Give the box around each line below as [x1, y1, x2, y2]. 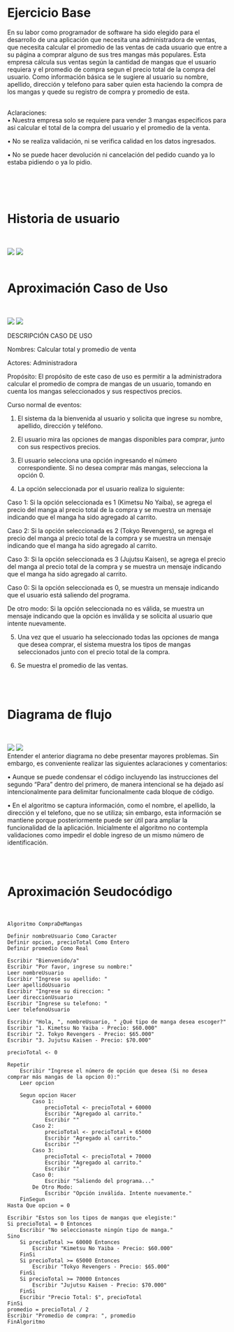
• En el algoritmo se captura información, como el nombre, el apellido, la [7, 801, 216, 809]
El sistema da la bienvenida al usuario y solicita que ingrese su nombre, [17, 414, 223, 423]
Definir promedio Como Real [7, 944, 89, 952]
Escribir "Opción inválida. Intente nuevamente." [44, 1189, 192, 1197]
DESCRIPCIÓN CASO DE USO [7, 331, 93, 340]
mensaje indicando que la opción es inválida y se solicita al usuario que [7, 611, 213, 620]
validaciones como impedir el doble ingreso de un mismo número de [7, 830, 205, 839]
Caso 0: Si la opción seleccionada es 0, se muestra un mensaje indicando [7, 583, 219, 592]
